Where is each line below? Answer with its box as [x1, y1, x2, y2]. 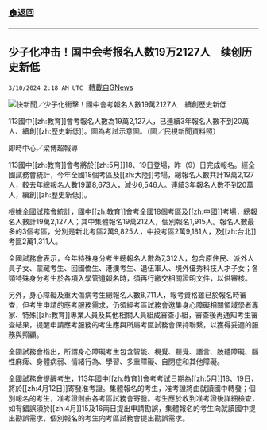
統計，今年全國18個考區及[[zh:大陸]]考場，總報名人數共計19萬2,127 [35, 170, 254, 180]
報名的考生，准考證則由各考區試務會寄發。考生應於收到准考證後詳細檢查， [14, 393, 259, 403]
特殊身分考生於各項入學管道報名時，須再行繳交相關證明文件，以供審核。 [14, 273, 252, 283]
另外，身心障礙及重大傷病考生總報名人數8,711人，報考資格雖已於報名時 [8, 290, 240, 300]
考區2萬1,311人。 [8, 237, 62, 246]
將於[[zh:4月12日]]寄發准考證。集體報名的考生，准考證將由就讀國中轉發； [8, 384, 249, 393]
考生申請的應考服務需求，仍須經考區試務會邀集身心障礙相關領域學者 [29, 300, 252, 310]
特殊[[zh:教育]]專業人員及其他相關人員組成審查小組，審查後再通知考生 [21, 310, 252, 320]
